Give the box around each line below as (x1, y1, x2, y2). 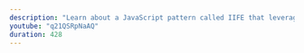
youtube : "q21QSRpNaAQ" (9, 22, 100, 31)
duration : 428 (9, 30, 63, 39)
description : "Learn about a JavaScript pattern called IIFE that (9, 13, 265, 22)
